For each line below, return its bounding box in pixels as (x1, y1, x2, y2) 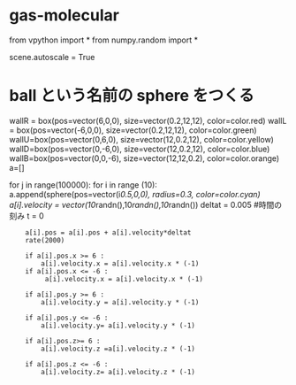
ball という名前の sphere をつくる (9, 86, 254, 106)
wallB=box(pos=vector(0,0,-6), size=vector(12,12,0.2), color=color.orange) (9, 152, 280, 164)
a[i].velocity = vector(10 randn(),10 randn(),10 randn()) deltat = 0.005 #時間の (9, 199, 283, 210)
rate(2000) (25, 235, 65, 244)
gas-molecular (9, 5, 119, 26)
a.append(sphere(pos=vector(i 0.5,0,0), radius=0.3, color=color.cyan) (9, 189, 261, 199)
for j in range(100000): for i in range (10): (9, 179, 157, 190)
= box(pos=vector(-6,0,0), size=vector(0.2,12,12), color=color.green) (9, 125, 258, 135)
